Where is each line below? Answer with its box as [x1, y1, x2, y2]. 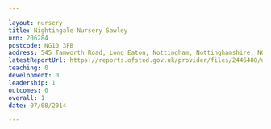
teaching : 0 [8, 64, 48, 73]
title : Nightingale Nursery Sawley [8, 26, 128, 35]
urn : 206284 [8, 34, 48, 42]
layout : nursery [8, 19, 63, 27]
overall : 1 [8, 94, 45, 102]
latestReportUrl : [8, 56, 67, 64]
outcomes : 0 [8, 86, 48, 94]
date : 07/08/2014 [8, 102, 67, 110]
